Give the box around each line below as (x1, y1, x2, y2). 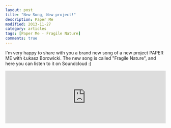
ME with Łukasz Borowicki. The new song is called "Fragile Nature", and (5, 55, 156, 61)
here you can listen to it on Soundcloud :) (5, 60, 92, 67)
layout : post (5, 7, 33, 13)
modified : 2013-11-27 (5, 21, 51, 27)
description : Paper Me (5, 17, 53, 22)
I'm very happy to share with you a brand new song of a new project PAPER (5, 49, 164, 56)
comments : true (5, 36, 38, 41)
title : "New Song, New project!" (5, 12, 76, 17)
